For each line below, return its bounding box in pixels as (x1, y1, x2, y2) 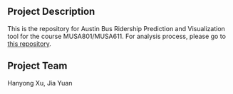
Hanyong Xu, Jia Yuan (7, 78, 73, 87)
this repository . (7, 39, 52, 48)
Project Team (7, 60, 68, 72)
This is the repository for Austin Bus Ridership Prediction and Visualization (7, 24, 226, 33)
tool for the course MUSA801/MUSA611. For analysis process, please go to (7, 32, 227, 40)
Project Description (7, 6, 95, 18)
